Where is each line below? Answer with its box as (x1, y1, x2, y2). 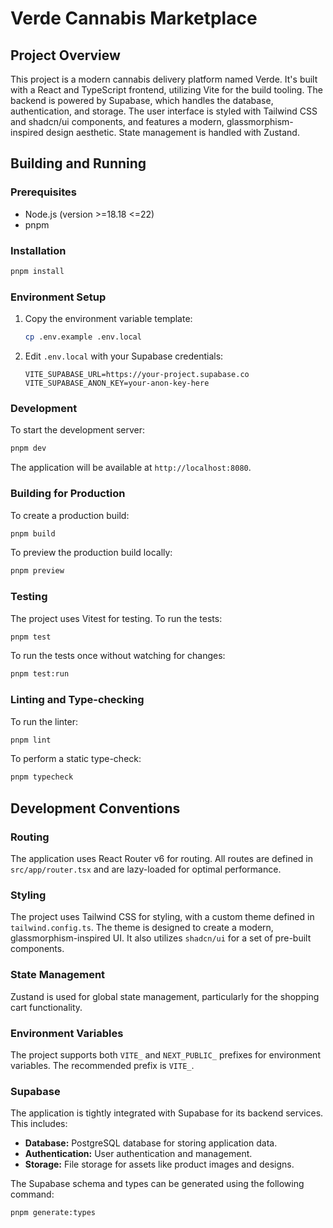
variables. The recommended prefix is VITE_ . (10, 1059, 195, 1071)
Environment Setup (10, 290, 107, 304)
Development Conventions (10, 800, 181, 817)
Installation (10, 243, 67, 257)
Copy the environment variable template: (24, 313, 193, 325)
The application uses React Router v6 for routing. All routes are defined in (10, 853, 314, 865)
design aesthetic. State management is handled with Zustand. (45, 127, 300, 138)
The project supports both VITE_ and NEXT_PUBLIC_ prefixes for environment (10, 1048, 321, 1061)
